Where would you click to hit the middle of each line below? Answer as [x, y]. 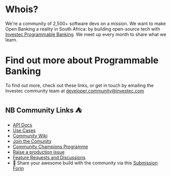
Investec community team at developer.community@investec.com [75, 91]
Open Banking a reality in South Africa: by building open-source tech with [83, 29]
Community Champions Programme [50, 146]
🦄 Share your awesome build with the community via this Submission [85, 163]
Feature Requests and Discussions [49, 157]
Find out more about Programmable [82, 60]
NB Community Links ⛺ [44, 110]
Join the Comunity [32, 141]
